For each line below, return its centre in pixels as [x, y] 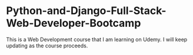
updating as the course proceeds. [47, 46]
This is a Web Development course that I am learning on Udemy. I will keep [97, 39]
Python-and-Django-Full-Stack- [86, 11]
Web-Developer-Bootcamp [74, 23]
